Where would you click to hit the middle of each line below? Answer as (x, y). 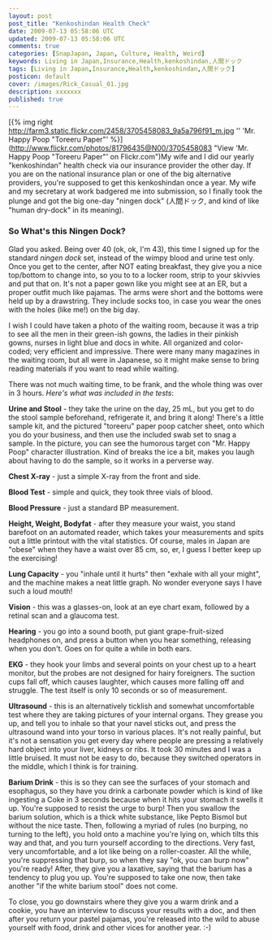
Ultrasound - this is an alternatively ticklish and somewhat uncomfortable (132, 706)
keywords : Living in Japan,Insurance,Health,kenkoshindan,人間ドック (125, 62)
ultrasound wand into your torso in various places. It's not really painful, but (135, 732)
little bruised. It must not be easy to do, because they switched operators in (135, 758)
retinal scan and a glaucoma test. (64, 616)
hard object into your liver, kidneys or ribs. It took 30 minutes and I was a (130, 749)
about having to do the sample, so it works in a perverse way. (111, 460)
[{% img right (31, 122)
